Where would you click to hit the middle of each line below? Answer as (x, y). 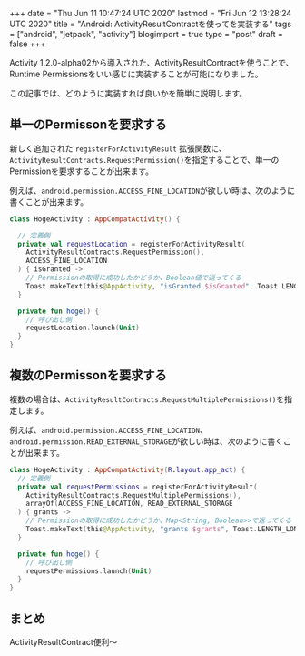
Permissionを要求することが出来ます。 (82, 171)
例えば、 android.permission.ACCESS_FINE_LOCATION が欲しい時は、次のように (152, 190)
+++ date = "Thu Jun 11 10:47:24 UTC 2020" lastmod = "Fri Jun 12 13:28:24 (151, 13)
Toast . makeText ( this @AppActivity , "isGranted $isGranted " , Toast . (154, 286)
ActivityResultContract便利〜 (64, 641)
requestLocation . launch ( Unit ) (83, 328)
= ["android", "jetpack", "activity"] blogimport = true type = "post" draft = (147, 34)
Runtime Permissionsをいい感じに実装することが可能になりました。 (136, 74)
